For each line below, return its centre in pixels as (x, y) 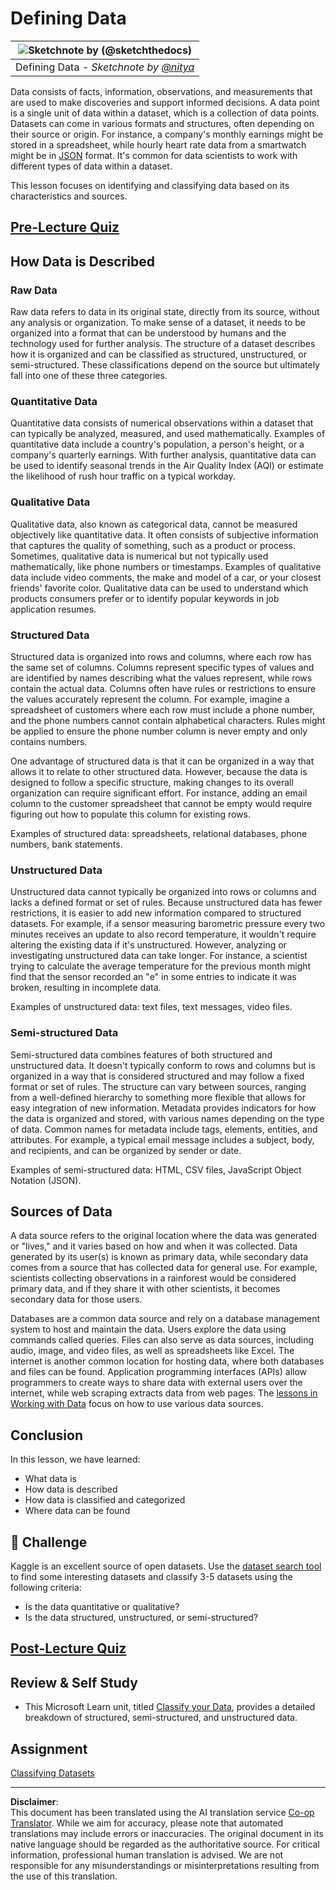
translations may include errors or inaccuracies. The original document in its (167, 1833)
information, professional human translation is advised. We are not (147, 1854)
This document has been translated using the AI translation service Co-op (162, 1812)
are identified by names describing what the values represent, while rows (161, 678)
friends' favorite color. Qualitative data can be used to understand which (159, 588)
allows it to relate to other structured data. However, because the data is (159, 771)
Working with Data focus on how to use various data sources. (137, 1404)
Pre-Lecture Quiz (65, 227)
